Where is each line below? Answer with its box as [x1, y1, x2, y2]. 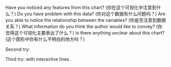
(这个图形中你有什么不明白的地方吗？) [5, 36, 85, 42]
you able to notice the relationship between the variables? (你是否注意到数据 [5, 17, 166, 23]
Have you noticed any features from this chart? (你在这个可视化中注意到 [5, 5, 157, 10]
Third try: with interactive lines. [5, 56, 71, 62]
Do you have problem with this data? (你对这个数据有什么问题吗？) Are [17, 11, 165, 17]
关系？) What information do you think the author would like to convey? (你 [5, 23, 163, 29]
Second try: [5, 46, 30, 52]
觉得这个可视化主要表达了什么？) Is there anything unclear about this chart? [5, 30, 165, 36]
